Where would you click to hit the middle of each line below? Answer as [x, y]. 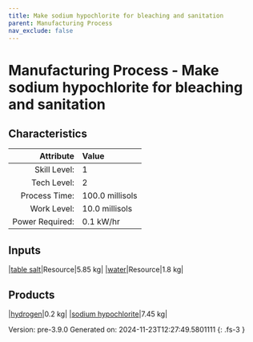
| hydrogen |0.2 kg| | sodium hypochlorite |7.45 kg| [88, 314]
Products [32, 294]
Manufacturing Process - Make [114, 70]
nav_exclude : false [41, 30]
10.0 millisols [107, 209]
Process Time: [47, 195]
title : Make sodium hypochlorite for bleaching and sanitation [116, 16]
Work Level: [52, 209]
